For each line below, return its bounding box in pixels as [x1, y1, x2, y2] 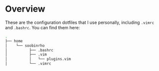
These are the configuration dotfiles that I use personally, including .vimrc [5, 19, 155, 25]
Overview [5, 3, 45, 15]
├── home [5, 38, 23, 43]
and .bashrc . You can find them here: [5, 24, 80, 30]
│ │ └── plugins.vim [5, 57, 71, 62]
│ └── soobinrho [5, 43, 45, 48]
